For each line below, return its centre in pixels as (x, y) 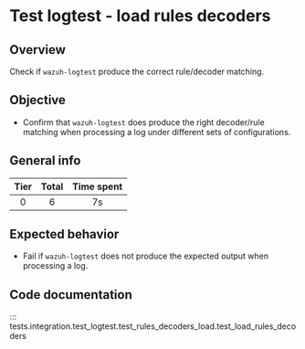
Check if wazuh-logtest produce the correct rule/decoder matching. (137, 71)
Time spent (97, 186)
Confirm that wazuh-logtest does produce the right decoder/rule (143, 122)
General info (45, 161)
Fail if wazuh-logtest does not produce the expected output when (146, 256)
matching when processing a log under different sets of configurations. (157, 132)
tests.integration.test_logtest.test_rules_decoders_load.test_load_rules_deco (153, 326)
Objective (38, 100)
